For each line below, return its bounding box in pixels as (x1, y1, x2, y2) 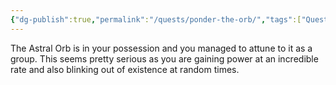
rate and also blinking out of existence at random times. (10, 63, 240, 75)
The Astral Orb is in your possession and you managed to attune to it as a (10, 42, 313, 54)
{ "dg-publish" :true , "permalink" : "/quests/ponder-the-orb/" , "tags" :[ (10, 14, 302, 25)
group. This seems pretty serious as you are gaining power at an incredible (10, 52, 319, 65)
